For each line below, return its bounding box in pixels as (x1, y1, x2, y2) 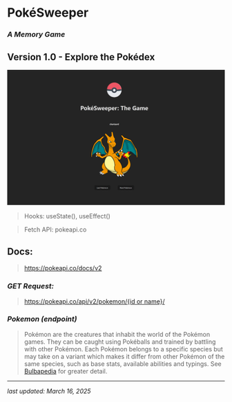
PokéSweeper (7, 5, 89, 21)
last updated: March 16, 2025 (7, 387, 91, 395)
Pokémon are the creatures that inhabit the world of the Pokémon (23, 330, 211, 338)
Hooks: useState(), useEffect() (23, 212, 110, 220)
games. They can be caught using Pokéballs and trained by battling (23, 338, 216, 346)
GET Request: (7, 281, 55, 291)
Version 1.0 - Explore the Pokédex (7, 51, 155, 63)
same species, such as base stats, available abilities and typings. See (23, 359, 222, 368)
